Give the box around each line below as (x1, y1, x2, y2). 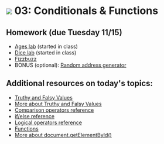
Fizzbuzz (14, 56, 37, 62)
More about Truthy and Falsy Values (14, 100, 102, 107)
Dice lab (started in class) (14, 49, 77, 56)
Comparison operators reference (14, 107, 94, 114)
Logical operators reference (14, 119, 82, 126)
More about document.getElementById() (14, 131, 112, 138)
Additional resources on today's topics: (6, 78, 153, 88)
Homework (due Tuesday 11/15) (6, 28, 122, 37)
